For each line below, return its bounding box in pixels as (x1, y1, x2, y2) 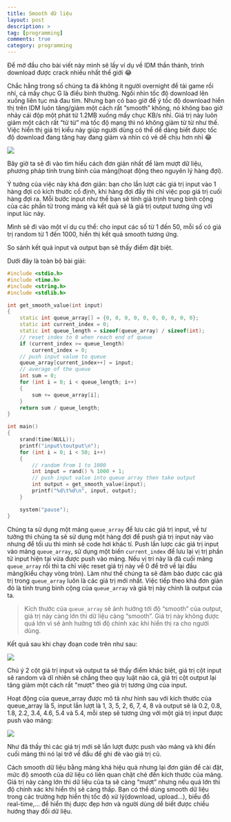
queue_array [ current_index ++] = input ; (19, 359, 134, 366)
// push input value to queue (19, 353, 107, 360)
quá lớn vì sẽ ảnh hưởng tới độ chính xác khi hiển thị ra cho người (23, 619, 209, 628)
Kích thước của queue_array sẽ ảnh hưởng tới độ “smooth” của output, (23, 604, 223, 612)
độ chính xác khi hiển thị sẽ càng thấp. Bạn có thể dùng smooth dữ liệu (7, 785, 209, 793)
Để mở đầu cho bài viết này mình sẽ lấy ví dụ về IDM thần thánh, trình (7, 61, 205, 69)
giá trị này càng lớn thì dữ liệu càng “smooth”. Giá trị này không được (23, 612, 219, 620)
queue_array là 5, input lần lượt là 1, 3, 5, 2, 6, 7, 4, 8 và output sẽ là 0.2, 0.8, (7, 701, 222, 710)
